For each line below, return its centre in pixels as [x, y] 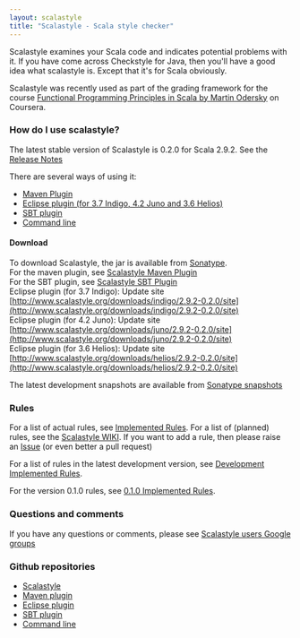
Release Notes [36, 159]
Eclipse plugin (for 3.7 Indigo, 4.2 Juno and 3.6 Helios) [123, 203]
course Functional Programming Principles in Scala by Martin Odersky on [144, 97]
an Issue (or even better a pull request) [81, 447]
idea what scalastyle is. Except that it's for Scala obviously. [118, 70]
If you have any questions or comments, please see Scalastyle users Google [150, 533]
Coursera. [28, 107]
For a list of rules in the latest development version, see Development [137, 464]
